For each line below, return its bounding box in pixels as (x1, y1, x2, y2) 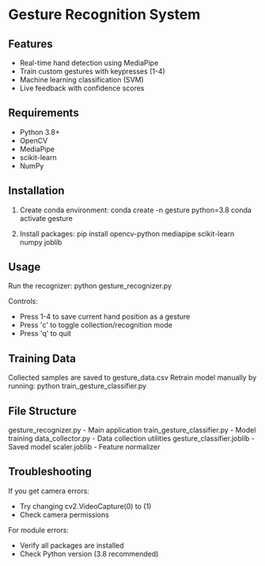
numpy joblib (19, 237, 62, 247)
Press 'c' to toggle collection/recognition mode (19, 320, 172, 330)
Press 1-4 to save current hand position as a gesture (19, 312, 191, 322)
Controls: (8, 296, 38, 306)
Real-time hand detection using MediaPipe (19, 58, 159, 67)
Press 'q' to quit (19, 329, 71, 338)
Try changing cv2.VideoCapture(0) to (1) (19, 501, 152, 511)
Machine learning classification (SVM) (19, 75, 144, 84)
